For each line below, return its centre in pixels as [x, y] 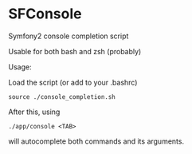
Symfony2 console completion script [69, 36]
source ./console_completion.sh [62, 97]
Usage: [20, 67]
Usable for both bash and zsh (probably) [75, 51]
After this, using [34, 112]
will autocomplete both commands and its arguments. [96, 141]
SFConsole [45, 14]
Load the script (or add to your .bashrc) [73, 82]
